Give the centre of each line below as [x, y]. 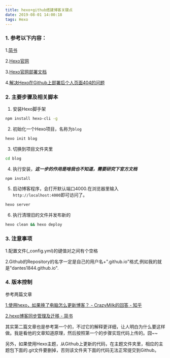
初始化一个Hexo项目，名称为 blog [47, 129]
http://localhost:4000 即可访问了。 [50, 195]
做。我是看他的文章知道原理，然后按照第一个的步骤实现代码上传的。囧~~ [82, 333]
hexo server [18, 205]
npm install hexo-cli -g [31, 118]
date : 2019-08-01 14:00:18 [34, 15]
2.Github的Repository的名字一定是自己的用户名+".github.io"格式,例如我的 [81, 262]
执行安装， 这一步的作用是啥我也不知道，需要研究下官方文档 [75, 169]
